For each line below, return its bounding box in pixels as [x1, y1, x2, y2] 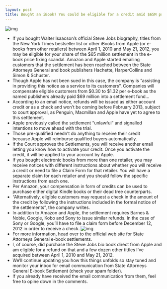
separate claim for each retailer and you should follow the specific [12, 173, 148, 179]
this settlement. [12, 114, 44, 120]
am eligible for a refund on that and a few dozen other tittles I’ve [12, 247, 144, 253]
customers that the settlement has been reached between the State [12, 62, 151, 68]
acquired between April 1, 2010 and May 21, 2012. [12, 252, 114, 258]
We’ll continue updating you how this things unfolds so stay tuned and [12, 257, 157, 263]
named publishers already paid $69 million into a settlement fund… [12, 93, 150, 99]
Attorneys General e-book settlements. [12, 236, 92, 242]
